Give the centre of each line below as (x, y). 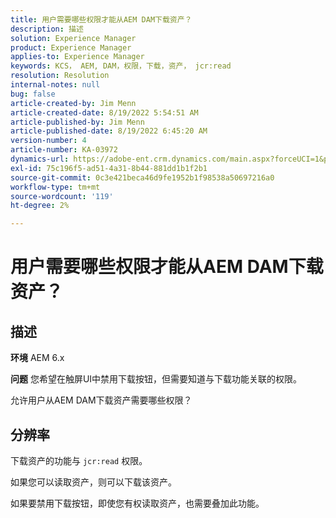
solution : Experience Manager (73, 38)
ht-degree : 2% (40, 206)
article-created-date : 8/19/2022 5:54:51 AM (104, 112)
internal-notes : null (55, 85)
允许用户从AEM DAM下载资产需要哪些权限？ (101, 400)
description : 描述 (47, 29)
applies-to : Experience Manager (77, 57)
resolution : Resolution (60, 76)
